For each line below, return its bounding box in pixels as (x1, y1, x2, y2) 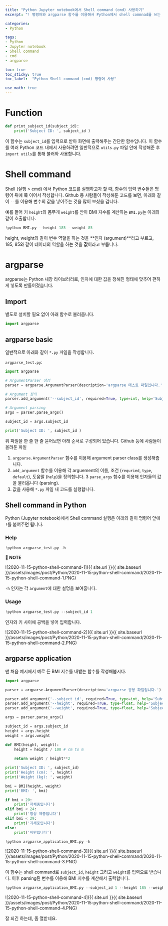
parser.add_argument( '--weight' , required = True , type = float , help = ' (5, 706, 151, 711)
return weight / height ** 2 (14, 756, 70, 761)
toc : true (5, 67, 26, 72)
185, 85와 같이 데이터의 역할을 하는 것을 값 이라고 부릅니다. (5, 241, 119, 247)
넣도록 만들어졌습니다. (10, 282, 53, 288)
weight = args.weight (5, 733, 50, 738)
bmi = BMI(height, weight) (5, 784, 61, 789)
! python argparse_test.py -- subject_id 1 (5, 609, 93, 614)
